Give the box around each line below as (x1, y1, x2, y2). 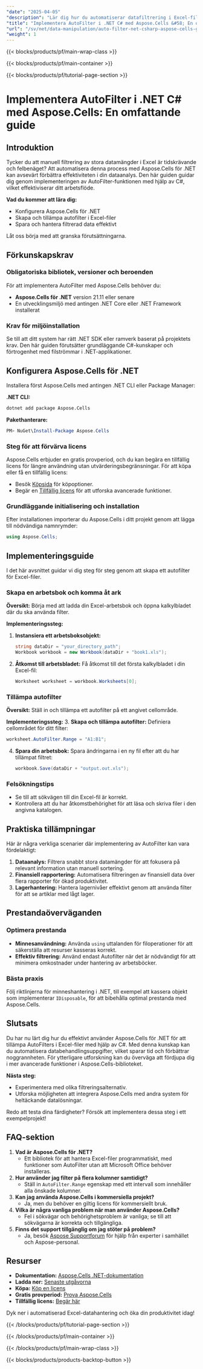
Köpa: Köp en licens (14, 1285, 66, 1292)
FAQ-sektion (6, 1132, 55, 1143)
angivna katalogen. (14, 807, 63, 814)
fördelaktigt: (6, 846, 37, 854)
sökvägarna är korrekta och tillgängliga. (24, 1219, 123, 1226)
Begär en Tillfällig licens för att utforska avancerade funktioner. (14, 487, 172, 494)
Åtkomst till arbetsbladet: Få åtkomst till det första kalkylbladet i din (14, 661, 185, 667)
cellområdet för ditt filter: (6, 725, 68, 732)
